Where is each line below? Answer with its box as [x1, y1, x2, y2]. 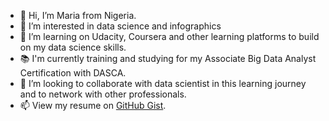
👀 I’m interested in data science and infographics [19, 20, 222, 32]
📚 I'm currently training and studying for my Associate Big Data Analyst [19, 53, 317, 64]
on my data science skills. [19, 41, 127, 53]
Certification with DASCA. [19, 67, 127, 79]
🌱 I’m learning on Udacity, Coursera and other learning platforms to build [19, 31, 320, 42]
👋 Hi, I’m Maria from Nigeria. [19, 10, 137, 21]
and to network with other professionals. [19, 88, 187, 100]
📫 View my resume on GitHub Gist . [19, 100, 167, 111]
